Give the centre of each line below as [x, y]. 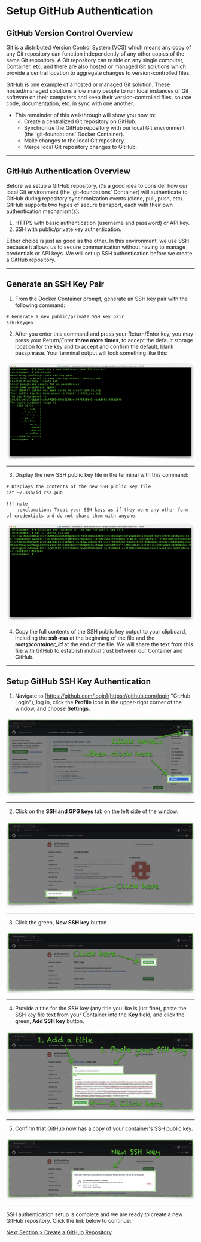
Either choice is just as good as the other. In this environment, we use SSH [98, 241]
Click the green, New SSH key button [61, 923]
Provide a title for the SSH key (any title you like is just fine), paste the [100, 1008]
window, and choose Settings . [53, 709]
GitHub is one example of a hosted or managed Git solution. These [88, 84]
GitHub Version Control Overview [70, 33]
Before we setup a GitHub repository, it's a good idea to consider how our [97, 185]
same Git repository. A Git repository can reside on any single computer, [95, 60]
